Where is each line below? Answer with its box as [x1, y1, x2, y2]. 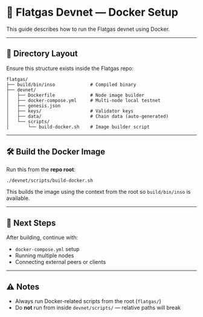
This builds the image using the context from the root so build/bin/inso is [6, 188, 191, 196]
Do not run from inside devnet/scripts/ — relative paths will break [14, 304, 181, 312]
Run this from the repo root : [6, 165, 76, 173]
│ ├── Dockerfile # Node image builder [6, 92, 145, 98]
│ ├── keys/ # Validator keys [6, 108, 134, 114]
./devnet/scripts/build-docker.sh [6, 178, 94, 184]
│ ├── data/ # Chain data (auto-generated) [6, 113, 169, 120]
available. [6, 194, 30, 202]
